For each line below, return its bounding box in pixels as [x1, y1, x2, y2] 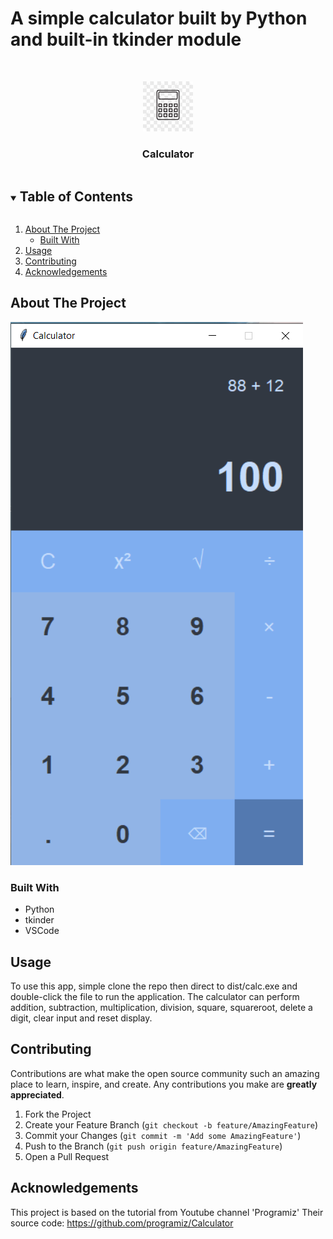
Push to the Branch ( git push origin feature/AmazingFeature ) [24, 1140, 283, 1152]
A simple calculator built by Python [10, 7, 308, 30]
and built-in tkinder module [10, 28, 242, 51]
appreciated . [10, 1088, 65, 1101]
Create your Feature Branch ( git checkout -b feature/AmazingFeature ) [24, 1118, 319, 1131]
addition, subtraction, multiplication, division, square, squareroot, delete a [10, 1001, 313, 1013]
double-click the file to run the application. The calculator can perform [10, 990, 300, 1002]
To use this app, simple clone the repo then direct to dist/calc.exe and [10, 980, 298, 992]
